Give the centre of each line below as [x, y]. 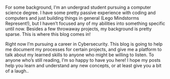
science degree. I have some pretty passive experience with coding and [80, 13]
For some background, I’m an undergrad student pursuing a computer [78, 7]
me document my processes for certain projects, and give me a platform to [83, 49]
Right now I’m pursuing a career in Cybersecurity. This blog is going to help [84, 44]
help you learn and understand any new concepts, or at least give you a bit [83, 66]
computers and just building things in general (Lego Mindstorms [72, 18]
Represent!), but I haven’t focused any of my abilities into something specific [85, 23]
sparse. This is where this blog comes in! [48, 34]
